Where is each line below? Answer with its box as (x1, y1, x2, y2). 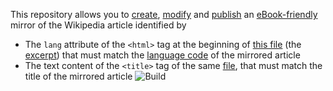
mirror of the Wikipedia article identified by (10, 19, 187, 31)
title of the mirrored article (24, 70, 133, 82)
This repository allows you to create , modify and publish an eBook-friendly (10, 9, 318, 20)
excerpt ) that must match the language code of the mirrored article (24, 49, 301, 61)
